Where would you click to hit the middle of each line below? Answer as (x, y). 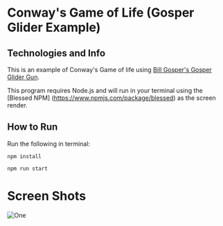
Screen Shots (47, 196)
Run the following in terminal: (49, 144)
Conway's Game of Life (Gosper (101, 13)
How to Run (33, 127)
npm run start (28, 168)
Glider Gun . (24, 77)
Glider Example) (54, 27)
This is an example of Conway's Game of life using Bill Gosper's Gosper (110, 70)
